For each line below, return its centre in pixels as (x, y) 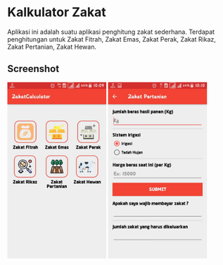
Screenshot (33, 69)
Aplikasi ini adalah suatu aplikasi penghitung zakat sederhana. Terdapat (111, 32)
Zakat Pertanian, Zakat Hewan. (52, 47)
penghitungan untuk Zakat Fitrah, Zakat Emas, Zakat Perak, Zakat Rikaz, (112, 39)
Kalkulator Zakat (57, 12)
